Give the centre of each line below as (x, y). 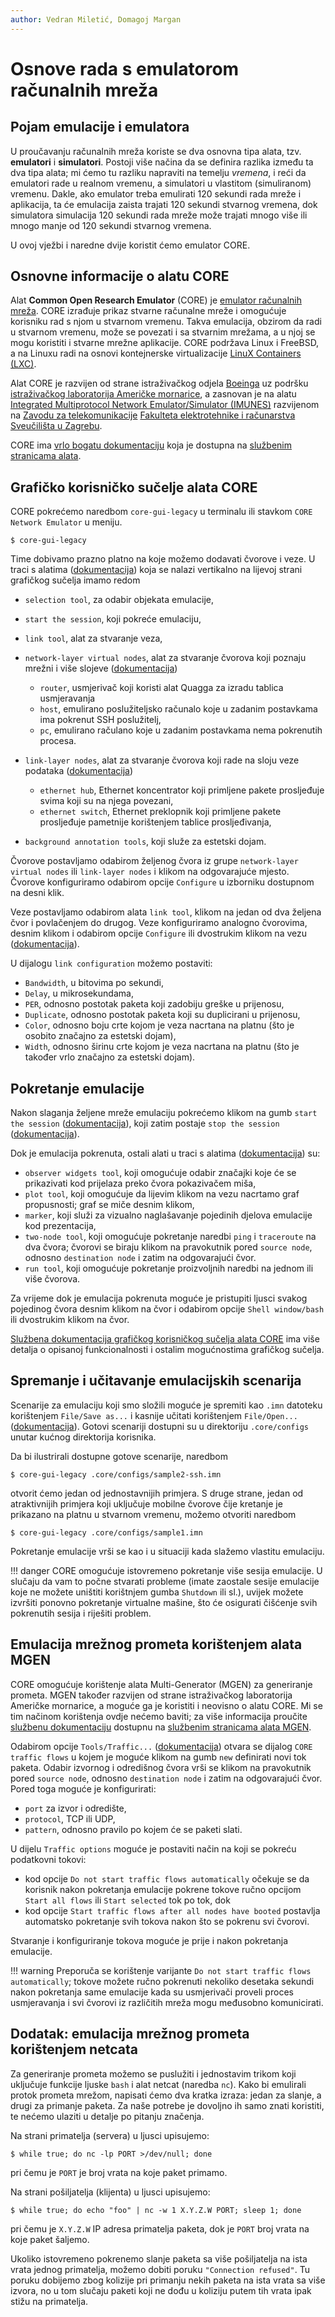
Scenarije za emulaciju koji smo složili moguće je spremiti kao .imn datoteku (166, 1405)
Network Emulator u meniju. (66, 522)
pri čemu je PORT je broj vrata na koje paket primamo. (119, 2172)
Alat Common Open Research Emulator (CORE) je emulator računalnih (156, 300)
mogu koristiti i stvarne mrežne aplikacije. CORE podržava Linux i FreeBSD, (165, 343)
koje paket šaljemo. (50, 2239)
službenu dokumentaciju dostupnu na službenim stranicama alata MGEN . (161, 1727)
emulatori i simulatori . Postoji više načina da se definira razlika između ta (162, 162)
